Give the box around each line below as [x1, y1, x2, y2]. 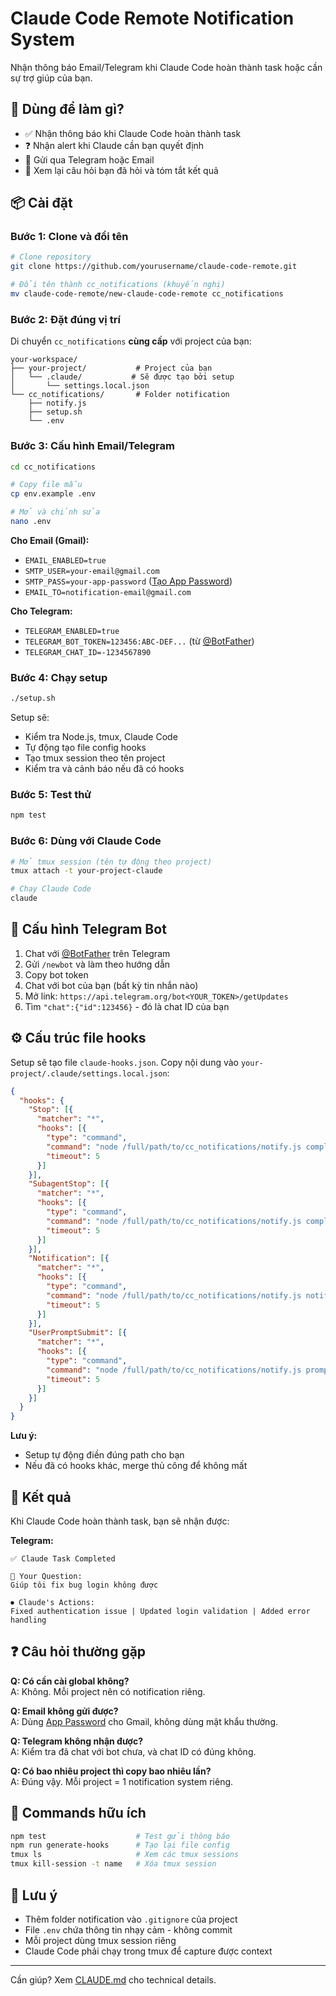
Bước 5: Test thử [10, 788, 92, 801]
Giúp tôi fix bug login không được [10, 1580, 159, 1590]
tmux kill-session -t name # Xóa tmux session [10, 1859, 217, 1869]
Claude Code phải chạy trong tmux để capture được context [24, 1945, 273, 1957]
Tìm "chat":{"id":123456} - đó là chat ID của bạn [24, 1000, 230, 1012]
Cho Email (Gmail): [10, 534, 90, 546]
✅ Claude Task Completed [10, 1553, 116, 1564]
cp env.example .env [10, 489, 97, 499]
